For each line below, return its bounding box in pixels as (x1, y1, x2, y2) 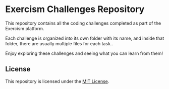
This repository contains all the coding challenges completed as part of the (5, 20, 161, 26)
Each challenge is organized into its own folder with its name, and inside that (5, 35, 164, 41)
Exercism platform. (5, 25, 44, 31)
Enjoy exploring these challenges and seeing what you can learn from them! (5, 50, 163, 56)
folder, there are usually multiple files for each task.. (5, 40, 114, 46)
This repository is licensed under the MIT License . (5, 78, 109, 84)
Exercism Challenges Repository (5, 4, 145, 15)
